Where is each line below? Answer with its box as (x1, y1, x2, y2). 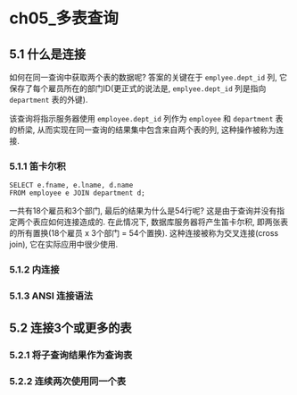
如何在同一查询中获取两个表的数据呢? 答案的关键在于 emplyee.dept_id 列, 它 (9, 72, 288, 82)
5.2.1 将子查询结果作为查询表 (9, 349, 133, 362)
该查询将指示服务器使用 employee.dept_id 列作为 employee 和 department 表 (9, 113, 284, 123)
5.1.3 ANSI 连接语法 (9, 290, 94, 302)
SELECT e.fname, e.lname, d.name (9, 181, 134, 190)
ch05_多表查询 (9, 8, 119, 29)
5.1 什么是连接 (9, 46, 87, 62)
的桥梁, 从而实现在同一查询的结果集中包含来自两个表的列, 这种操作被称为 (9, 124, 276, 135)
